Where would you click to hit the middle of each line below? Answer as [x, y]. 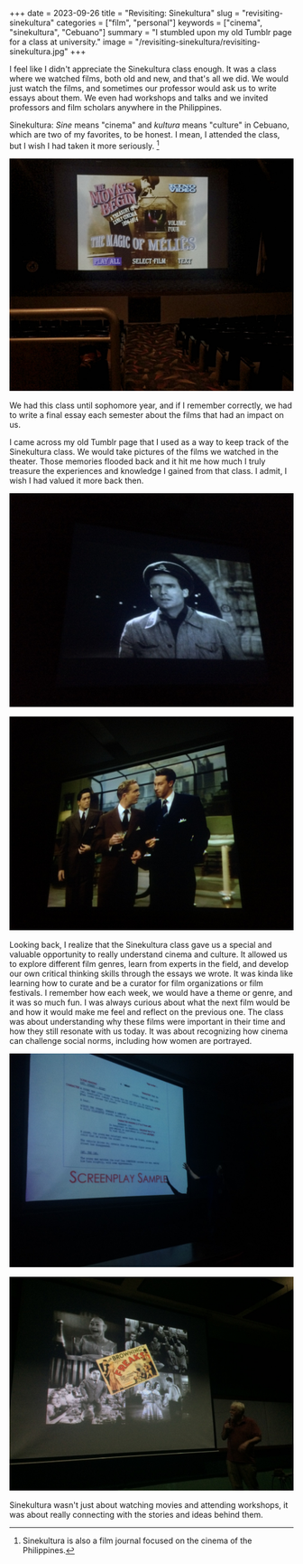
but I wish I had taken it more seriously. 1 [84, 145]
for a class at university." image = [71, 42]
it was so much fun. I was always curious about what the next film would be [150, 1002]
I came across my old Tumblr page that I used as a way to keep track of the [149, 442]
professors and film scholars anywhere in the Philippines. [116, 107]
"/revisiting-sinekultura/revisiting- [197, 42]
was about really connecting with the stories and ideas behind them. [136, 1515]
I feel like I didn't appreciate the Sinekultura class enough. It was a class [143, 69]
